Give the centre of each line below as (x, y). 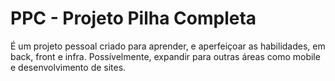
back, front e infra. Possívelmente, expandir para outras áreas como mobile (165, 56)
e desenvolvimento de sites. (68, 67)
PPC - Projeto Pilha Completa (133, 18)
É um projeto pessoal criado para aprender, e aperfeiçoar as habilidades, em (168, 46)
